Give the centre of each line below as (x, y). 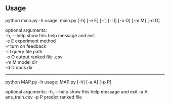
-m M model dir (22, 62)
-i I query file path (24, 51)
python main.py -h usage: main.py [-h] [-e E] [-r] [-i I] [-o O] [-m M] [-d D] (83, 20)
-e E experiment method (31, 41)
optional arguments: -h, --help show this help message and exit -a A (76, 91)
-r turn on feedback (26, 46)
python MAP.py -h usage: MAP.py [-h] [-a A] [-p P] (58, 82)
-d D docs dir (19, 67)
